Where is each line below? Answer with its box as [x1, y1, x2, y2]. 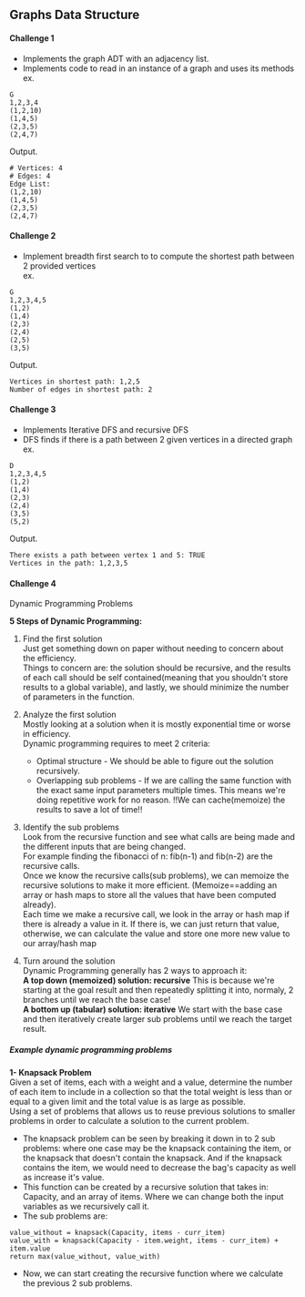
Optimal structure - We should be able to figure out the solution [36, 756, 274, 767]
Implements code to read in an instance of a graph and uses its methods [22, 63, 294, 74]
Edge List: [9, 179, 51, 189]
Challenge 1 [9, 32, 55, 44]
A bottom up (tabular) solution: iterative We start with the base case [22, 1004, 283, 1015]
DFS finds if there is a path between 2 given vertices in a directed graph [22, 434, 293, 444]
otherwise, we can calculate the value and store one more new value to [22, 928, 290, 939]
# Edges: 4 [9, 171, 51, 180]
